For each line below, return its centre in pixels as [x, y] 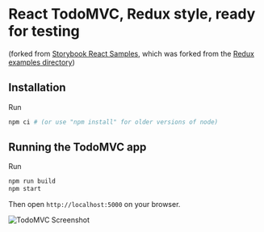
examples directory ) [42, 62]
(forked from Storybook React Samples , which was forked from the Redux [131, 53]
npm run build [32, 181]
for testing [44, 31]
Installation [37, 88]
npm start [25, 189]
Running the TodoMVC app [78, 148]
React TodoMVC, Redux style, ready [132, 14]
